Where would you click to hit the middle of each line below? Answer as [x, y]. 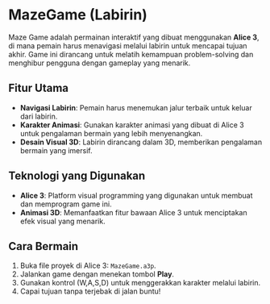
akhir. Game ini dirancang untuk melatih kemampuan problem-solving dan [131, 54]
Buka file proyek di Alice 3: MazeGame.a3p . [88, 266]
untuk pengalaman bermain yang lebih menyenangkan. [111, 133]
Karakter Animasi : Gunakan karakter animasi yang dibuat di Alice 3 [132, 125]
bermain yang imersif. [56, 150]
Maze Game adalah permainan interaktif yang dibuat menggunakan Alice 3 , [134, 37]
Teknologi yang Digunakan [77, 176]
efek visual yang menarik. [63, 221]
